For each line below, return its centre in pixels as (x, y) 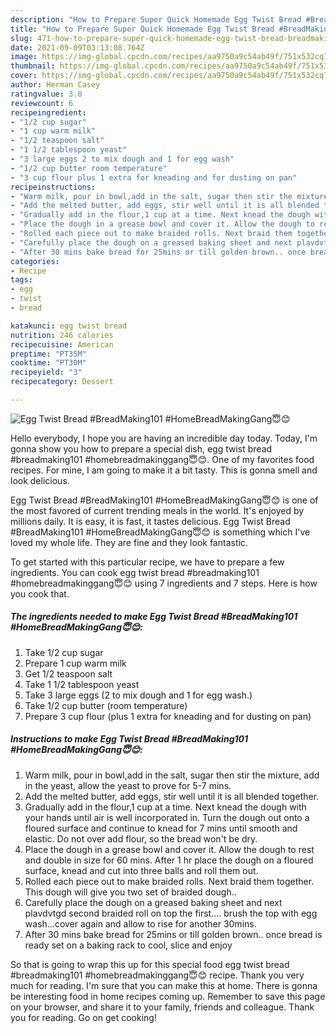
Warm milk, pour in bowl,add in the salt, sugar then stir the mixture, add (172, 775)
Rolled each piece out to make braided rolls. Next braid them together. (169, 881)
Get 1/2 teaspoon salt (68, 673)
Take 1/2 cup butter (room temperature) (106, 705)
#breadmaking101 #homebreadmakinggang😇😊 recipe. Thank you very (157, 975)
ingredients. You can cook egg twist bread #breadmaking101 (135, 572)
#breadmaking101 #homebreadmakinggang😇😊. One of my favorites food (162, 459)
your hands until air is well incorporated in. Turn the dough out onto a (167, 817)
